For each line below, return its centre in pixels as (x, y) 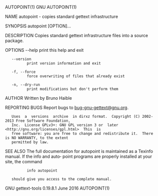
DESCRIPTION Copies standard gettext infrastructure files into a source (77, 35)
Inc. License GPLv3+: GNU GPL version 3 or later (65, 125)
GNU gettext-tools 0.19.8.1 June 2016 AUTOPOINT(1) (57, 188)
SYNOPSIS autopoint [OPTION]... (38, 26)
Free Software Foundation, (43, 121)
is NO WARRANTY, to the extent (37, 138)
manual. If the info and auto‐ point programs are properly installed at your (79, 156)
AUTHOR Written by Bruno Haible (38, 98)
